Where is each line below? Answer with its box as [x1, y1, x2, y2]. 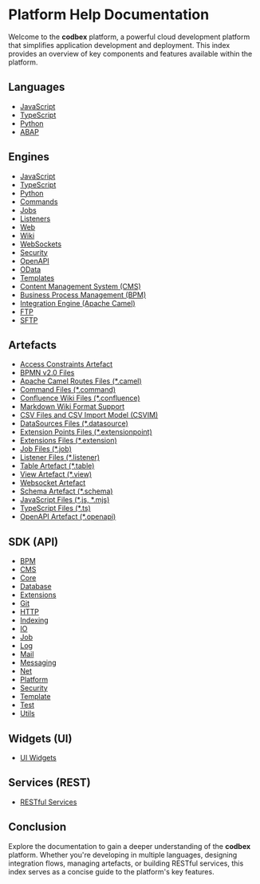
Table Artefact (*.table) [19, 461, 95, 471]
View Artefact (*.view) [19, 470, 93, 479]
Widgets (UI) [8, 732, 73, 745]
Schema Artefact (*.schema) [19, 486, 113, 496]
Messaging [19, 658, 57, 667]
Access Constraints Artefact [19, 359, 113, 369]
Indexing [19, 615, 49, 625]
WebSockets [19, 239, 62, 249]
